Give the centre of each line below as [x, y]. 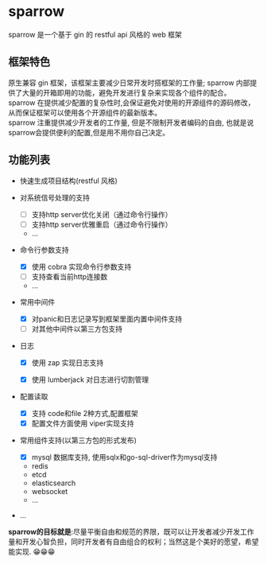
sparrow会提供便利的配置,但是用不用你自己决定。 [89, 132]
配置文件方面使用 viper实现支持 [83, 423]
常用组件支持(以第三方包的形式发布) [78, 441]
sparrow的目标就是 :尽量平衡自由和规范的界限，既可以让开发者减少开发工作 [131, 532]
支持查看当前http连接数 [70, 276]
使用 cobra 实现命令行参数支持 [81, 266]
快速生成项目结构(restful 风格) [68, 181]
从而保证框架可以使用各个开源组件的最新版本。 [85, 112]
